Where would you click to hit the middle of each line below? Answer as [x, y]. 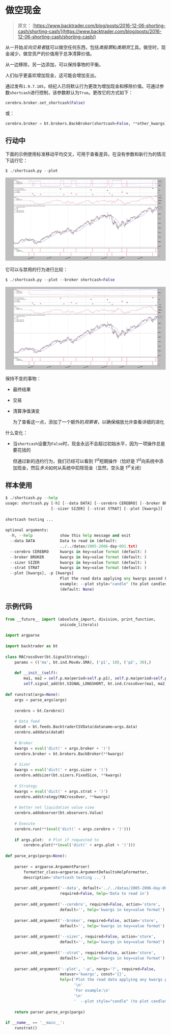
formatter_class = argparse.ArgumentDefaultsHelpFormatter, [86, 872]
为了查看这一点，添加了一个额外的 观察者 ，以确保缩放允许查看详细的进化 [88, 422]
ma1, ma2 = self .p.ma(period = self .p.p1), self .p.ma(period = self [93, 678]
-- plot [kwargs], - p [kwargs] [42, 573]
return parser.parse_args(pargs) [50, 1012]
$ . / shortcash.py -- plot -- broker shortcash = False [60, 280]
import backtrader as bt [32, 646]
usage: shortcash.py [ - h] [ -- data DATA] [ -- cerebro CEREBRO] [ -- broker [83, 503]
